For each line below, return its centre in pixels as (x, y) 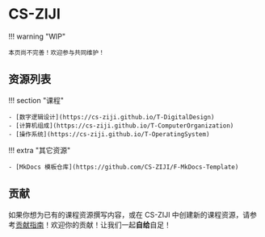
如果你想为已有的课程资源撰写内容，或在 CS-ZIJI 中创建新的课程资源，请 (129, 214)
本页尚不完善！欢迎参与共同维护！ (57, 52)
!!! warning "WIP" (37, 36)
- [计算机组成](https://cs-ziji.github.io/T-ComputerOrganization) (121, 126)
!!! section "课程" (36, 100)
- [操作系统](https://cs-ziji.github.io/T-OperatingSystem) (109, 134)
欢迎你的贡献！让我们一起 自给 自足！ (111, 225)
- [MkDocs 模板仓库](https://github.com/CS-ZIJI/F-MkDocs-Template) (124, 167)
